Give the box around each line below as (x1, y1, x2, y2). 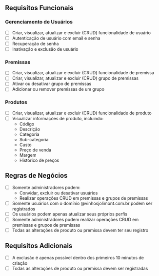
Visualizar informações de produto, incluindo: (12, 115, 104, 121)
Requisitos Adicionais (5, 242, 73, 250)
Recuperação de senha (12, 41, 59, 46)
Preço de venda (19, 147, 52, 153)
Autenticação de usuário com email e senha (12, 35, 101, 41)
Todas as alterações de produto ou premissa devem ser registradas (12, 265, 148, 271)
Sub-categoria (19, 136, 49, 142)
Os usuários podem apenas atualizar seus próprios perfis (12, 211, 128, 217)
